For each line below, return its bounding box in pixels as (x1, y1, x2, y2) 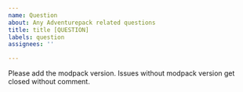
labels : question (8, 33, 65, 41)
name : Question (8, 11, 58, 19)
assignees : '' (8, 41, 55, 48)
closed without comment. (8, 77, 90, 87)
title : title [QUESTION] (8, 26, 89, 34)
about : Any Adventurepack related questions (8, 19, 156, 27)
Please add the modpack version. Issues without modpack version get (8, 69, 235, 78)
